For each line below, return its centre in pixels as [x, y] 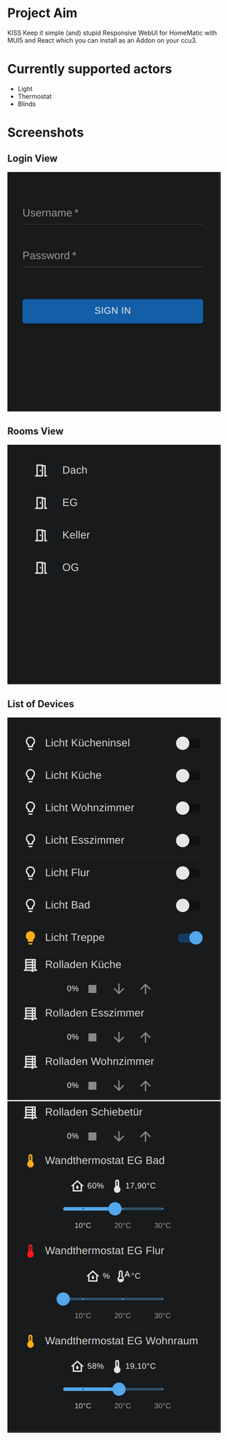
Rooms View [35, 431]
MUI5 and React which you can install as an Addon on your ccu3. [102, 40]
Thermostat [34, 96]
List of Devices [41, 704]
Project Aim [42, 13]
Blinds [27, 104]
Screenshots [46, 133]
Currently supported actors [90, 69]
